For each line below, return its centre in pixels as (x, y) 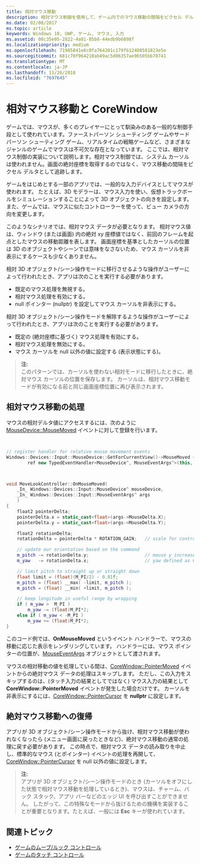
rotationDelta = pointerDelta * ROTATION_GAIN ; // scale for (97, 539)
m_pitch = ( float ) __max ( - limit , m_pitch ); (74, 583)
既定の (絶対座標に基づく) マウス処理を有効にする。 (78, 337)
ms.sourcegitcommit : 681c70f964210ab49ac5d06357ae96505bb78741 (86, 56)
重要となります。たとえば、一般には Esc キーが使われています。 (110, 811)
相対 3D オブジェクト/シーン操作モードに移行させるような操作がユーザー (95, 269)
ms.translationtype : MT (36, 61)
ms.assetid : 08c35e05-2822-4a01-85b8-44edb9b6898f (70, 39)
